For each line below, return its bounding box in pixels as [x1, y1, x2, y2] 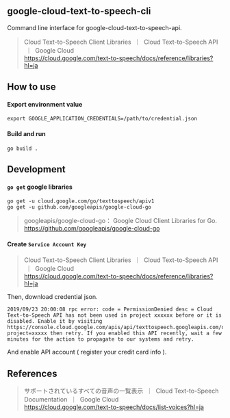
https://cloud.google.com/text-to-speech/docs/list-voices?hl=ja [23, 403, 204, 411]
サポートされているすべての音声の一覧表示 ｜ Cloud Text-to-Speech [23, 387, 219, 395]
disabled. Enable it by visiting [7, 318, 103, 325]
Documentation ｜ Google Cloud [23, 395, 119, 404]
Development [7, 164, 66, 175]
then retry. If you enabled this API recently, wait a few [50, 330, 222, 337]
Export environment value [7, 100, 83, 108]
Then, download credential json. [7, 293, 98, 301]
